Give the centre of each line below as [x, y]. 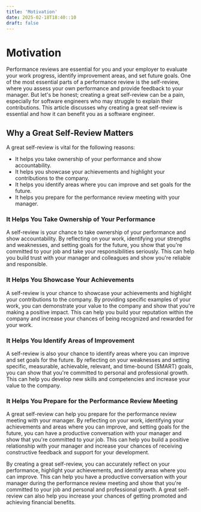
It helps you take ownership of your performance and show [88, 159]
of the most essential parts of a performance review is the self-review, [93, 82]
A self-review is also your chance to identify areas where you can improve [98, 354]
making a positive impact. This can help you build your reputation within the [100, 312]
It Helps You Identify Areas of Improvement [70, 340]
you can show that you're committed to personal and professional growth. [97, 373]
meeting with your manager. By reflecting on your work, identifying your [95, 421]
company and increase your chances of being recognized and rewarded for [100, 318]
